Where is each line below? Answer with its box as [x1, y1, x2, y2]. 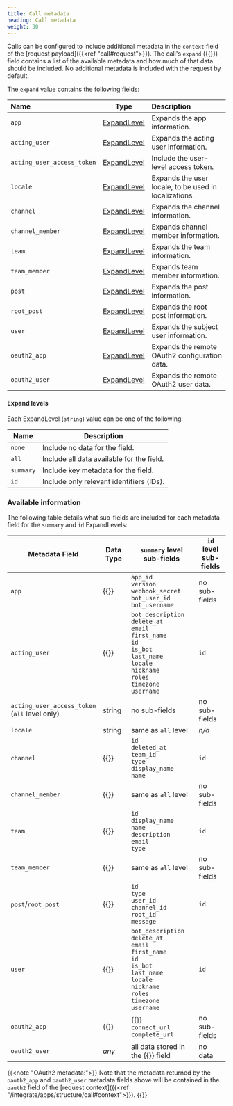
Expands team [151, 262, 198, 272]
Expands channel [151, 222, 208, 232]
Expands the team [151, 242, 211, 252]
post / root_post [10, 899, 60, 908]
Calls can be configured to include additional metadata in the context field [7, 42, 219, 51]
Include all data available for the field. [42, 454, 164, 463]
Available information [7, 497, 81, 507]
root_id [130, 911, 157, 918]
